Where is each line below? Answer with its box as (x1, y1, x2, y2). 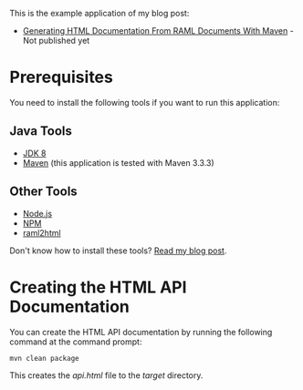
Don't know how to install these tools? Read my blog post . (9, 245, 227, 256)
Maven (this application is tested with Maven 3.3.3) (22, 157, 214, 168)
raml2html (22, 227, 61, 238)
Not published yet (22, 36, 90, 46)
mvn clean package (9, 354, 79, 363)
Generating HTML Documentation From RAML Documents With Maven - (22, 26, 294, 36)
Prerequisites (9, 67, 114, 87)
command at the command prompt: (9, 336, 142, 347)
